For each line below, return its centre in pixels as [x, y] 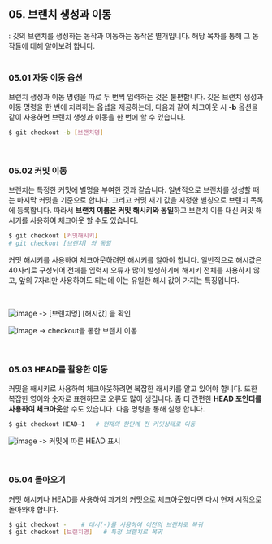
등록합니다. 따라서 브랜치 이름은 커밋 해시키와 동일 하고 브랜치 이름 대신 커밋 [135, 211]
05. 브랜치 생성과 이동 [60, 15]
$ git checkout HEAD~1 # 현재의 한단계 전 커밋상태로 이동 [102, 424]
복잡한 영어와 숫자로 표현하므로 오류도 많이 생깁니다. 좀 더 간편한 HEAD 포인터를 [135, 399]
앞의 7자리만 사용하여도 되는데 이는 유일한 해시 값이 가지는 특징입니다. [129, 281]
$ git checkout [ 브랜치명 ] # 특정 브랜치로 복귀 [86, 532]
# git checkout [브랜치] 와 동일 [60, 244]
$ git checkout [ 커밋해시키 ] [54, 236]
